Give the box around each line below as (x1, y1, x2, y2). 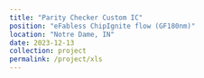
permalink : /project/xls (9, 55, 103, 64)
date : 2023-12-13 (9, 38, 75, 48)
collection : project (9, 47, 88, 56)
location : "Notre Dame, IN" (9, 30, 116, 39)
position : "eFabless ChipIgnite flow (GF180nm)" (9, 22, 196, 30)
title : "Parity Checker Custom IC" (9, 13, 144, 22)
